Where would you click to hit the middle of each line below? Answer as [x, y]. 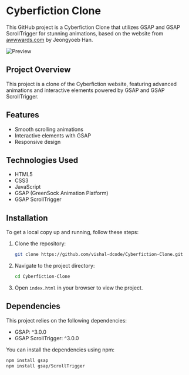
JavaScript [28, 187]
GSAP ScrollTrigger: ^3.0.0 [47, 338]
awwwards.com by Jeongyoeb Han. [50, 40]
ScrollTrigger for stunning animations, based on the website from [85, 33]
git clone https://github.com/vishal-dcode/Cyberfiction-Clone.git [99, 255]
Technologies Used [42, 160]
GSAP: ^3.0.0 [31, 332]
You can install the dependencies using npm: [60, 350]
